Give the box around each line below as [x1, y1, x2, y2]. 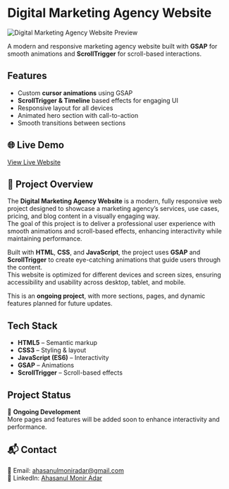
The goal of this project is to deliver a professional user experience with [7, 219, 216, 228]
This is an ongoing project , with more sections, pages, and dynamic [7, 291, 206, 301]
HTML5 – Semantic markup [17, 339, 97, 347]
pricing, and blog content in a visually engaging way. [7, 212, 161, 220]
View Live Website [7, 157, 61, 167]
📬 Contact [7, 444, 57, 456]
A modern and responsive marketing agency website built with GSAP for [7, 42, 218, 50]
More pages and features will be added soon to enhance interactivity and [7, 415, 220, 423]
